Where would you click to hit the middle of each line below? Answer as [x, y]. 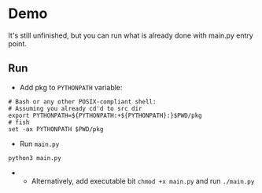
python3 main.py [35, 158]
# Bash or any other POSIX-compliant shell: [82, 102]
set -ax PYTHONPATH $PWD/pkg [56, 129]
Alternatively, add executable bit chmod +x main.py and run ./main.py [143, 180]
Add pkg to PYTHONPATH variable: [71, 87]
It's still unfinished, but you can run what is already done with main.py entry [131, 35]
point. [18, 43]
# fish [19, 122]
